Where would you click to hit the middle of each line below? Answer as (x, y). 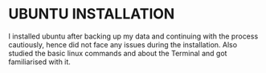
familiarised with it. (39, 62)
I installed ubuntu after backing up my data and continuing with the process (133, 36)
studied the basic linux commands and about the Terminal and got (118, 53)
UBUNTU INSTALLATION (92, 14)
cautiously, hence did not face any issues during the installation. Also (123, 44)
